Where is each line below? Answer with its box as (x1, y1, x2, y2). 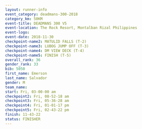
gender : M (5, 80, 26, 85)
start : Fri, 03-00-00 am (5, 89, 56, 94)
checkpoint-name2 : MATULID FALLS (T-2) (5, 39, 87, 44)
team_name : (5, 84, 28, 90)
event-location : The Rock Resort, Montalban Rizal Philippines (5, 26, 138, 30)
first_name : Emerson (5, 71, 48, 76)
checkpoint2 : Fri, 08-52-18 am (5, 94, 69, 99)
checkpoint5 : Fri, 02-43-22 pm (5, 107, 69, 113)
